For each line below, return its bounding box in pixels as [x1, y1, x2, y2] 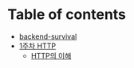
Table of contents [7, 6, 127, 24]
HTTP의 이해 [30, 51, 72, 60]
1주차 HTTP [18, 41, 57, 51]
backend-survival [18, 32, 77, 41]
